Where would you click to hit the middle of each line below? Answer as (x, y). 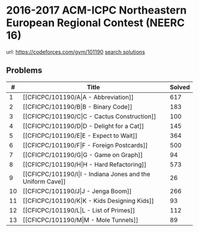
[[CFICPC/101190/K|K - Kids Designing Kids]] (88, 201)
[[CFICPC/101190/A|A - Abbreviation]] (78, 97)
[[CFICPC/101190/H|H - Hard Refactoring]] (85, 165)
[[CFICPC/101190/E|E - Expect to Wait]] (80, 136)
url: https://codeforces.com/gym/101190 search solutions (76, 51)
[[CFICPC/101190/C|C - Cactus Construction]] (89, 116)
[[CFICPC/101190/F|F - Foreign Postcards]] (85, 145)
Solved (180, 87)
